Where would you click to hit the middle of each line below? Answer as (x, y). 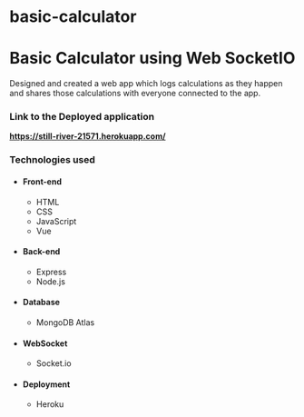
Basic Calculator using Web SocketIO (152, 59)
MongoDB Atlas (65, 322)
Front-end (42, 181)
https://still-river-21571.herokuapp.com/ (88, 136)
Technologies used (52, 160)
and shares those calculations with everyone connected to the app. (135, 94)
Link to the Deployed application (82, 117)
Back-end (41, 252)
